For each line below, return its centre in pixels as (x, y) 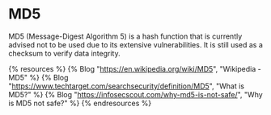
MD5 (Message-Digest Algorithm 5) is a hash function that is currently (125, 36)
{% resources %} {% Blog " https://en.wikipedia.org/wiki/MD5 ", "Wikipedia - (135, 68)
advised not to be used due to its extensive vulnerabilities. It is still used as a (135, 44)
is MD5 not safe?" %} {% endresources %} (80, 103)
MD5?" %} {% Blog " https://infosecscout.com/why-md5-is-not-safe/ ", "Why (135, 94)
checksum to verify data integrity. (64, 53)
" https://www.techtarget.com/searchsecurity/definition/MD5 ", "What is (127, 86)
